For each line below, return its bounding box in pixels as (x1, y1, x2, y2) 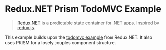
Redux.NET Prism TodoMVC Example (5, 3, 161, 15)
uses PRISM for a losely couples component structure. (5, 39, 116, 45)
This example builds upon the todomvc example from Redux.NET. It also (5, 34, 153, 40)
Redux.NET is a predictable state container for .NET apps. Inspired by (17, 20, 160, 25)
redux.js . (17, 25, 36, 30)
